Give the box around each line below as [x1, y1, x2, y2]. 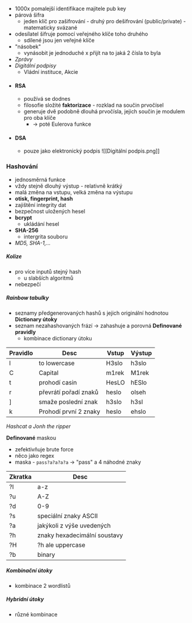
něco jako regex [14, 452, 55, 459]
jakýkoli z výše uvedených [37, 521, 111, 529]
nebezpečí [14, 280, 41, 288]
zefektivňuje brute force [14, 445, 74, 452]
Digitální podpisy [14, 62, 56, 69]
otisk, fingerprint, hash [14, 195, 73, 202]
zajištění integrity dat [14, 201, 67, 208]
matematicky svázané [23, 24, 77, 31]
